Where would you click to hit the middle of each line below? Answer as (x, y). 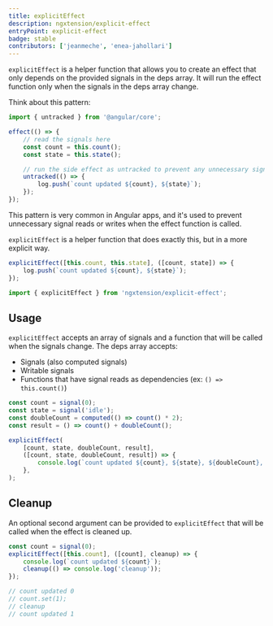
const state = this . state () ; (72, 154)
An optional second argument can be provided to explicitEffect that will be (136, 523)
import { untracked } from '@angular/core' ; (85, 117)
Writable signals (47, 371)
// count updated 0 (41, 591)
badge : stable (32, 39)
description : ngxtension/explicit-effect (80, 24)
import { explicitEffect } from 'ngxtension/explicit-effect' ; (118, 293)
